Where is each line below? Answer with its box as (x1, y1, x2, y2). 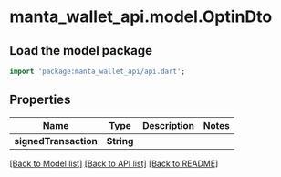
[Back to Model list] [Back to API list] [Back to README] (9, 158, 219, 169)
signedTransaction (14, 134, 98, 147)
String (106, 134, 134, 147)
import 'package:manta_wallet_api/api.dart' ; (9, 67, 185, 76)
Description (142, 119, 194, 131)
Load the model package (9, 43, 153, 58)
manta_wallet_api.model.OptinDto (9, 6, 273, 27)
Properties (9, 92, 71, 108)
